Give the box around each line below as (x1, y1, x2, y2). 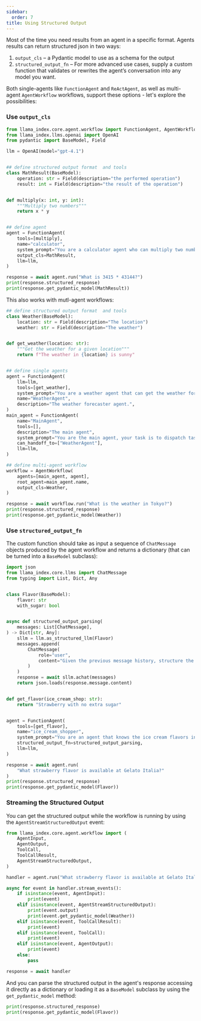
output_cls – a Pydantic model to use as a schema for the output (14, 55, 175, 62)
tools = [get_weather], (17, 384, 71, 390)
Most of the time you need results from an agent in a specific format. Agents (6, 37, 194, 44)
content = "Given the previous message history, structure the (38, 658, 194, 664)
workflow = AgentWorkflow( (6, 468, 74, 474)
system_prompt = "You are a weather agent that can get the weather (17, 390, 186, 396)
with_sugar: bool (17, 603, 60, 609)
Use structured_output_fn (6, 526, 83, 534)
